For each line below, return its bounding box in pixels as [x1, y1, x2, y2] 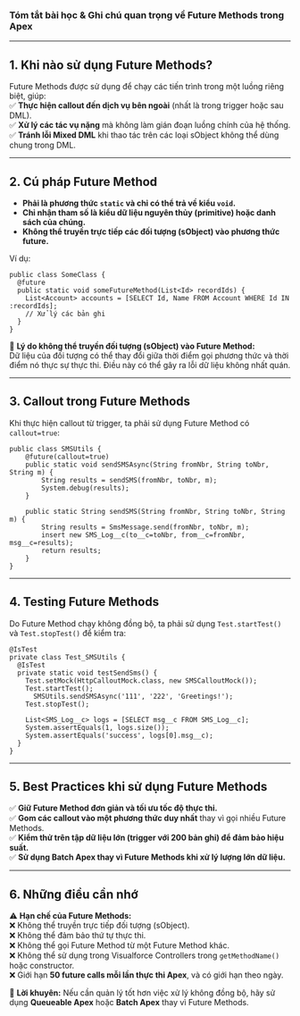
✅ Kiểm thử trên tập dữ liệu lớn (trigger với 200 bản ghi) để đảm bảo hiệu [9, 832, 284, 844]
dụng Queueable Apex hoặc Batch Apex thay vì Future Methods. [9, 997, 249, 1008]
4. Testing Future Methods [9, 594, 159, 609]
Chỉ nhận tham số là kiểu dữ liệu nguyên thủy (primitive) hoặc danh [21, 206, 277, 218]
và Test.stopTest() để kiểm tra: [9, 627, 127, 638]
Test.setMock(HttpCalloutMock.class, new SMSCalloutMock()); [25, 676, 257, 685]
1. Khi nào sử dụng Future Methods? [9, 57, 213, 72]
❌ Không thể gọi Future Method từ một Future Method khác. [9, 940, 230, 951]
